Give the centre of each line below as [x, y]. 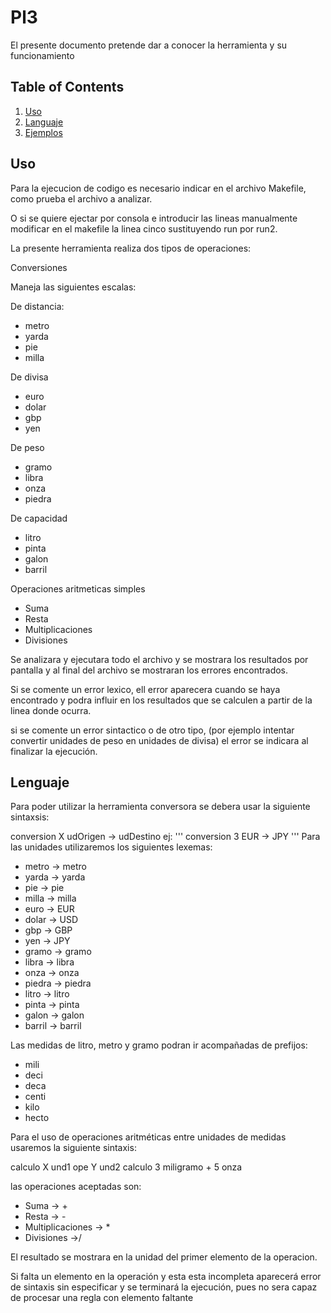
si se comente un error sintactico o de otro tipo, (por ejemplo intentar [152, 730]
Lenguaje [40, 782]
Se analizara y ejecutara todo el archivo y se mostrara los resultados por [159, 659]
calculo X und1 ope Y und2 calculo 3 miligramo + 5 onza [126, 1167]
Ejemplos [43, 132]
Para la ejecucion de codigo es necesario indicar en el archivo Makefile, [158, 188]
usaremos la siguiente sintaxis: [73, 1148]
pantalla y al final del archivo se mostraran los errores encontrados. [149, 670]
